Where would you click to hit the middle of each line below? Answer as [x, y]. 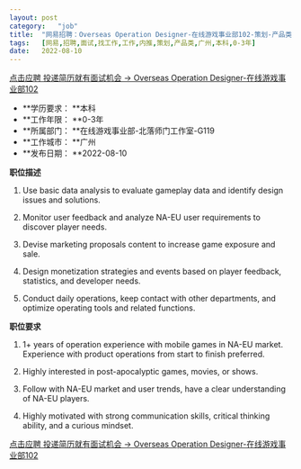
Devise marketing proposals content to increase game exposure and [149, 245]
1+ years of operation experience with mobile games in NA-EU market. [153, 345]
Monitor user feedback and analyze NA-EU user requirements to [141, 218]
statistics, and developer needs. [81, 281]
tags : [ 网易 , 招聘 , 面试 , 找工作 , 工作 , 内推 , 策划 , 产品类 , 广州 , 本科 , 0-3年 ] [133, 43]
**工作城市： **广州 [59, 142]
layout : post [34, 18]
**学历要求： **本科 [59, 108]
